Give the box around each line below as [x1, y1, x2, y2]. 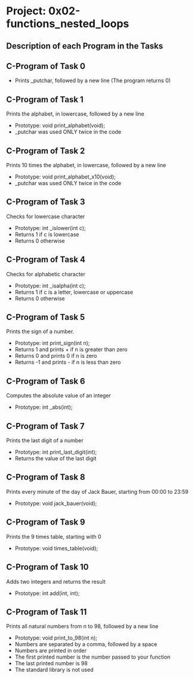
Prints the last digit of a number [6, 437, 84, 444]
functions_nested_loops [6, 17, 130, 31]
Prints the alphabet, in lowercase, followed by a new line [6, 110, 144, 117]
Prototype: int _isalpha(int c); [14, 282, 86, 289]
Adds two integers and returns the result [6, 578, 106, 585]
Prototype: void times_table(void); [14, 544, 98, 552]
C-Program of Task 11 [6, 606, 87, 617]
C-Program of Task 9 [6, 517, 85, 527]
